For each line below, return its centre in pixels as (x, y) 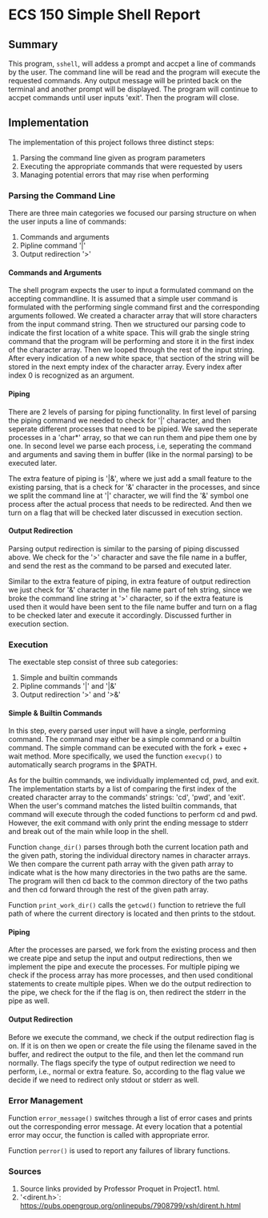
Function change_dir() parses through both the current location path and (128, 847)
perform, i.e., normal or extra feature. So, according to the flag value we (127, 1071)
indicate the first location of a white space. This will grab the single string (129, 333)
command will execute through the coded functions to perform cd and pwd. (133, 815)
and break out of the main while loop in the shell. (88, 832)
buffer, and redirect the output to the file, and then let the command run (126, 1054)
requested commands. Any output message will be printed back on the (125, 81)
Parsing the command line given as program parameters (112, 157)
